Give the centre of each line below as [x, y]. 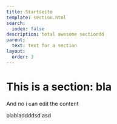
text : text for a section [45, 46]
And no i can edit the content [42, 103]
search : [16, 23]
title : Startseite [29, 12]
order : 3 [23, 57]
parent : [16, 40]
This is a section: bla [59, 87]
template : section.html [36, 18]
